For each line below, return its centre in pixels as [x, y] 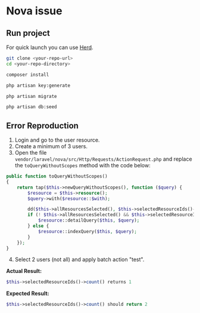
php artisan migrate [32, 96]
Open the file [31, 153]
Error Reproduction [43, 126]
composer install [28, 75]
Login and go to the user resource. [57, 140]
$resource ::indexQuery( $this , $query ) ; [87, 231]
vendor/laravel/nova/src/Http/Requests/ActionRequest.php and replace [103, 159]
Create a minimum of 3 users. [51, 146]
